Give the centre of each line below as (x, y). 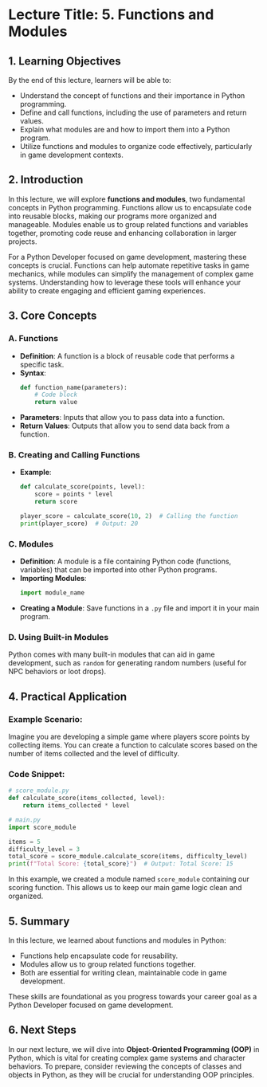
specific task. (42, 364)
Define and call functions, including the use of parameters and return (133, 112)
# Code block (56, 395)
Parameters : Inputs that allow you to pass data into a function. (122, 418)
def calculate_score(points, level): (82, 487)
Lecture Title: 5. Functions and (111, 15)
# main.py (25, 820)
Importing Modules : (53, 579)
